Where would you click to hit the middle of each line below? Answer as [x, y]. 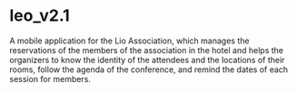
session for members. [50, 78]
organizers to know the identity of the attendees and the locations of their [147, 60]
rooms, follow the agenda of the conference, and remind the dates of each [149, 69]
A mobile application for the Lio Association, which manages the [129, 41]
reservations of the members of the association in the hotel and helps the [147, 50]
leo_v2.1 [40, 16]
